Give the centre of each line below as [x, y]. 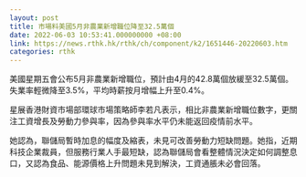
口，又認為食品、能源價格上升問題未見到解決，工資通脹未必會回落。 [137, 163]
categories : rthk [42, 52]
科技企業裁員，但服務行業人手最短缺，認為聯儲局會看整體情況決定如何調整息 [153, 152]
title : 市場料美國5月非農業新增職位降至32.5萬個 [92, 26]
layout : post [34, 18]
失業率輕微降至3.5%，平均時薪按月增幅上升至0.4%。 [110, 90]
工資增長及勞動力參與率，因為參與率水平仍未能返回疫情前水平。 [137, 121]
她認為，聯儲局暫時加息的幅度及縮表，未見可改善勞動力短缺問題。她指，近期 [153, 141]
